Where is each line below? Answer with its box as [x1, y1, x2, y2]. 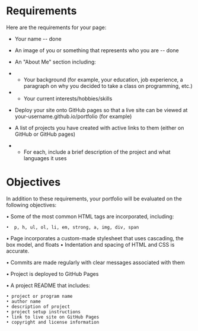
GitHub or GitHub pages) [14, 131, 76, 138]
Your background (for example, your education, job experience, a [23, 76, 183, 83]
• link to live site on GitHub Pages [6, 314, 100, 320]
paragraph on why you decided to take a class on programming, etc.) [23, 82, 193, 90]
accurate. [6, 247, 30, 254]
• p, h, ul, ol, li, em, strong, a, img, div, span [6, 224, 139, 230]
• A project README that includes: [6, 282, 91, 289]
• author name [6, 298, 41, 304]
